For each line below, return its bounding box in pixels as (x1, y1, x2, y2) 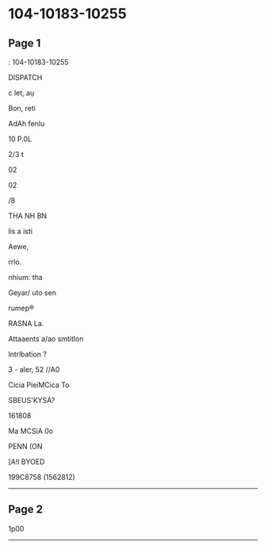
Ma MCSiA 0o (8, 426, 54, 436)
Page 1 (8, 36, 41, 50)
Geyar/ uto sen (8, 288, 57, 298)
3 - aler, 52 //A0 (8, 365, 60, 374)
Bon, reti (8, 104, 36, 113)
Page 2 (8, 503, 44, 516)
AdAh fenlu (8, 119, 45, 128)
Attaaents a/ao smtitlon (8, 334, 84, 344)
